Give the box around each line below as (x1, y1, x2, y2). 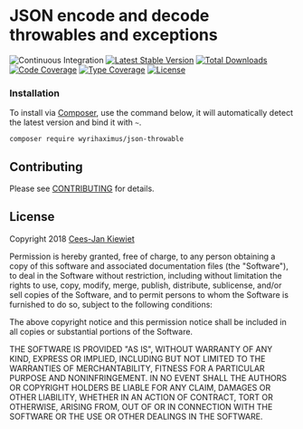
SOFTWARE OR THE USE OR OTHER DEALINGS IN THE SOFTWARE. (9, 411, 263, 422)
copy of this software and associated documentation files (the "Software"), (9, 260, 289, 272)
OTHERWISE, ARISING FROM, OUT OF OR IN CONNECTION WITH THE (9, 401, 273, 412)
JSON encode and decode (9, 5, 210, 26)
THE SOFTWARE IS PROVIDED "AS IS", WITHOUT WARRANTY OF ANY (9, 343, 273, 354)
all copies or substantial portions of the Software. (9, 326, 193, 337)
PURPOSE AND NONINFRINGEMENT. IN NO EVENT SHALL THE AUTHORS (9, 372, 288, 383)
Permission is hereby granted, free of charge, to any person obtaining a (9, 251, 276, 262)
